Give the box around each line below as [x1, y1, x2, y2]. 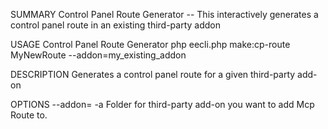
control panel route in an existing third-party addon [10, 19, 221, 31]
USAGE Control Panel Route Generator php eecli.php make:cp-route [10, 39, 291, 50]
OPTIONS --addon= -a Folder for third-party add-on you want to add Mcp [10, 99, 315, 110]
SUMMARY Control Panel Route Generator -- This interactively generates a [10, 9, 319, 20]
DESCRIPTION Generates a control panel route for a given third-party [10, 69, 296, 80]
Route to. [10, 109, 48, 121]
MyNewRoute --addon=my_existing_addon [10, 49, 187, 61]
